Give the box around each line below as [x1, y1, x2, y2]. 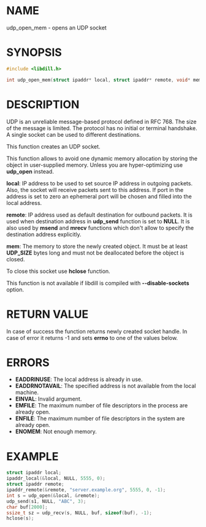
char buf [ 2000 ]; [6, 504, 48, 510]
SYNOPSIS [6, 45, 63, 60]
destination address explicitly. [6, 231, 82, 238]
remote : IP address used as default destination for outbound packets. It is [6, 211, 193, 218]
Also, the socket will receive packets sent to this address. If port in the [6, 186, 184, 193]
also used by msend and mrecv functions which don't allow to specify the [6, 224, 194, 231]
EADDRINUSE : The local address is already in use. [15, 375, 143, 383]
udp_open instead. [6, 167, 54, 175]
